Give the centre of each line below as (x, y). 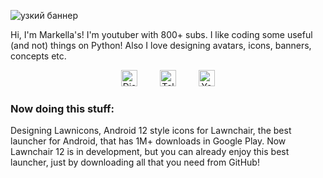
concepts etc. (38, 56)
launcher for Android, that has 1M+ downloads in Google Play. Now (148, 141)
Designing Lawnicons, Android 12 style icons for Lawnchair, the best (151, 131)
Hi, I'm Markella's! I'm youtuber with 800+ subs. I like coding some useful (161, 34)
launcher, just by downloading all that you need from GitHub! (135, 162)
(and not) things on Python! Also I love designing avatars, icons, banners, (161, 45)
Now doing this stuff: (62, 108)
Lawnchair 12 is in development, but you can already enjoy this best (150, 152)
